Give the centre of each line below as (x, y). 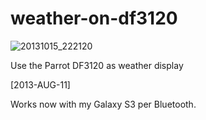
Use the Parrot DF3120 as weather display (97, 65)
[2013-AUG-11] (40, 84)
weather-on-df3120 (94, 18)
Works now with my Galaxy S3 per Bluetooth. (103, 104)
